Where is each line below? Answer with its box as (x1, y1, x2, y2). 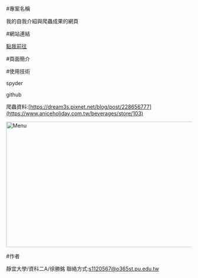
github (6, 91, 22, 98)
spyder (6, 80, 24, 87)
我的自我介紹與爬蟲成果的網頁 (6, 18, 78, 25)
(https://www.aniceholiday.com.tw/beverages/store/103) (6, 110, 143, 117)
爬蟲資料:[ (6, 103, 31, 110)
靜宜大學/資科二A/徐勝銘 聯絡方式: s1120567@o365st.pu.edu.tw (6, 265, 159, 272)
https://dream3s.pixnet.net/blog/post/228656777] (30, 103, 152, 110)
